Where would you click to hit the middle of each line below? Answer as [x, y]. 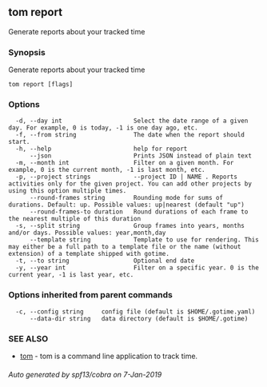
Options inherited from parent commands [91, 295]
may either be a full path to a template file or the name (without [125, 247]
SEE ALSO [28, 338]
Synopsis [27, 52]
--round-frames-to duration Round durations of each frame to [139, 212]
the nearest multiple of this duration [75, 219]
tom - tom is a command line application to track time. [109, 356]
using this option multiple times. [68, 191]
